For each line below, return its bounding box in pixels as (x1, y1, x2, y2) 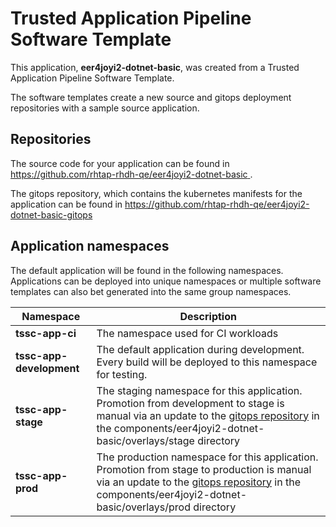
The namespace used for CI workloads (96, 326, 279, 340)
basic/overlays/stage (96, 433, 195, 447)
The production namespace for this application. (96, 450, 319, 464)
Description (179, 309, 237, 323)
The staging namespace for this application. (96, 383, 303, 397)
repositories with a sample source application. (10, 102, 200, 114)
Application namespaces (10, 238, 170, 255)
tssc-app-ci (15, 326, 77, 340)
